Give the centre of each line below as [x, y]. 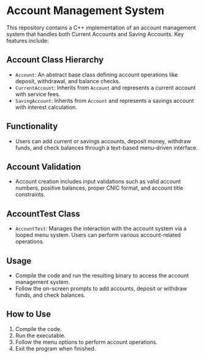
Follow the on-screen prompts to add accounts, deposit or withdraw [101, 289]
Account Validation [44, 167]
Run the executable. [40, 335]
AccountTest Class [43, 214]
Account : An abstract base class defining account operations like [96, 75]
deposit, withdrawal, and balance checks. [68, 81]
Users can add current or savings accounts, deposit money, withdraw [103, 141]
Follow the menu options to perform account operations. [86, 342]
